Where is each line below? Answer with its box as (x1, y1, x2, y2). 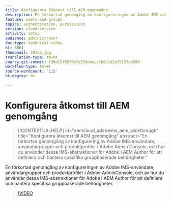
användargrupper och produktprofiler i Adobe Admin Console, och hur (17, 143, 165, 150)
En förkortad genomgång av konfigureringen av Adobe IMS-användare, (5, 164, 155, 170)
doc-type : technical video (5, 41, 63, 46)
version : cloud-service (5, 26, 56, 31)
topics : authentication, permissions (5, 21, 85, 27)
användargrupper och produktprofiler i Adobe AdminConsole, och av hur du (5, 170, 164, 176)
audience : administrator (5, 36, 58, 41)
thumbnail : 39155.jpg (5, 50, 51, 55)
